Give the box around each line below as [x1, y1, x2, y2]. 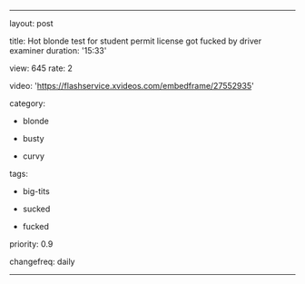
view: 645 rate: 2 [9, 63, 73, 73]
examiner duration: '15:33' [9, 45, 107, 55]
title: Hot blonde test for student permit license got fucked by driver [9, 35, 261, 46]
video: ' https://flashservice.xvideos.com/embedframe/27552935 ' [9, 81, 254, 91]
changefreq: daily [9, 256, 75, 267]
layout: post [9, 18, 54, 28]
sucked [22, 203, 51, 214]
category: [9, 98, 45, 109]
